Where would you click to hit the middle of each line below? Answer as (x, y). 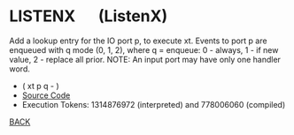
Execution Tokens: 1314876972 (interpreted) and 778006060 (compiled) (154, 104)
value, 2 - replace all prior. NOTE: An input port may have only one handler (145, 59)
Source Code (46, 95)
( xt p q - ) (40, 86)
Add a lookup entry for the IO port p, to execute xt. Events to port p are (138, 41)
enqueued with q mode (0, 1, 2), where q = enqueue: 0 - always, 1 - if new (144, 49)
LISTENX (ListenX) (89, 16)
